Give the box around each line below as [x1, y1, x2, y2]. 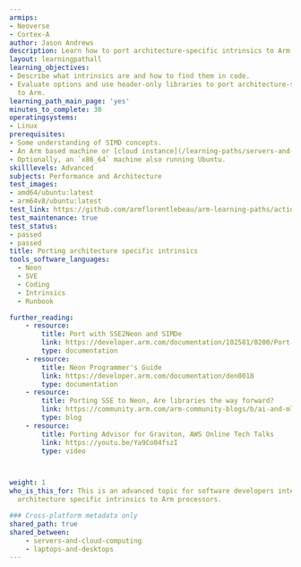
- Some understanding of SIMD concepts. [9, 138, 163, 147]
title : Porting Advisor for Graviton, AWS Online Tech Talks [41, 430, 275, 439]
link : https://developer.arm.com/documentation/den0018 [41, 371, 254, 380]
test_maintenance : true [9, 213, 99, 222]
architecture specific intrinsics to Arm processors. [17, 495, 222, 504]
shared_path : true [9, 519, 78, 528]
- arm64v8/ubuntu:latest [9, 196, 102, 206]
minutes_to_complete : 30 [9, 105, 102, 114]
